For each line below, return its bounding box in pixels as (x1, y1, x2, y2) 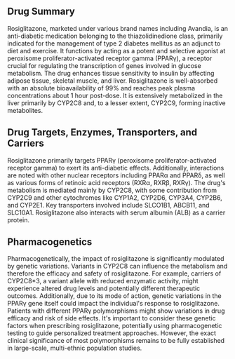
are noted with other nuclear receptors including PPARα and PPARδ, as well (7, 171, 226, 179)
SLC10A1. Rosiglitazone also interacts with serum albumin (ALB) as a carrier (7, 208, 226, 217)
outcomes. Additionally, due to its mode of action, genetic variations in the (7, 292, 222, 300)
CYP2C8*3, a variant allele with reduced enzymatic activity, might (7, 277, 199, 285)
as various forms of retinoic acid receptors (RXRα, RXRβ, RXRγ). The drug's (7, 178, 226, 187)
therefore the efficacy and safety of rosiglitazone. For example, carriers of (7, 269, 222, 278)
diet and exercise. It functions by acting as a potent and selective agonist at (7, 46, 226, 55)
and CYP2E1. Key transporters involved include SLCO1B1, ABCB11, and (7, 201, 210, 209)
